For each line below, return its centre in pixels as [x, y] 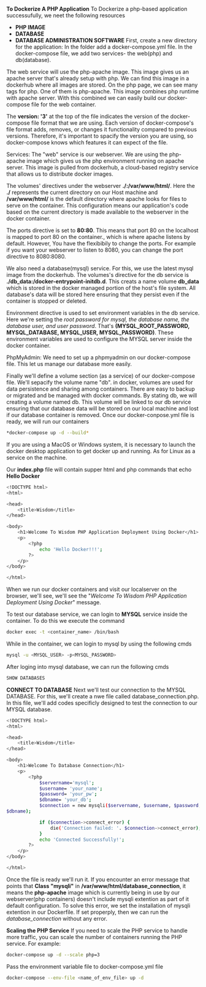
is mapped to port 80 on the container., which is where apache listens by [98, 237]
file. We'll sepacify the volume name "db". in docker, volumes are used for [100, 382]
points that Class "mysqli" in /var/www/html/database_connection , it [96, 886]
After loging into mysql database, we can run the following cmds [88, 666]
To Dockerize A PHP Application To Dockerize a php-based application [97, 9]
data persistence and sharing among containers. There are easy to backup [101, 389]
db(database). [33, 60]
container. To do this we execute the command [66, 621]
